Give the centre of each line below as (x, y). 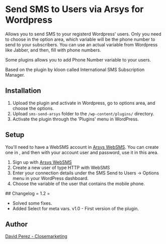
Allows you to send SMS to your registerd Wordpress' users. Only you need (84, 34)
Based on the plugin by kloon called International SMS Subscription (75, 70)
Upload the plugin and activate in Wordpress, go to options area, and (84, 103)
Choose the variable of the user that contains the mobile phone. (78, 184)
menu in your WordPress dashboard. (51, 178)
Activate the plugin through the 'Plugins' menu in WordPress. (76, 119)
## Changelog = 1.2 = (28, 193)
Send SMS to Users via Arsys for (75, 9)
